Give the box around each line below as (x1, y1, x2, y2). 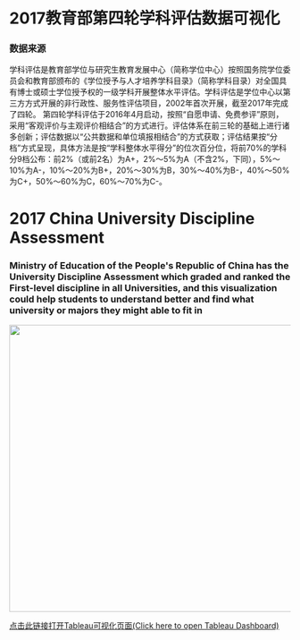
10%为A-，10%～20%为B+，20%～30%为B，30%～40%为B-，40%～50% (9, 165, 290, 175)
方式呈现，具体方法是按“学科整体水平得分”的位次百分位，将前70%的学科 (21, 142, 287, 153)
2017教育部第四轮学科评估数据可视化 (9, 8, 280, 29)
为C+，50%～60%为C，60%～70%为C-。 (9, 176, 168, 187)
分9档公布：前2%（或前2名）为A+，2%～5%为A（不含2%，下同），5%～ (9, 154, 281, 165)
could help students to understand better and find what (9, 293, 254, 305)
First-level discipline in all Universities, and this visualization (9, 281, 278, 294)
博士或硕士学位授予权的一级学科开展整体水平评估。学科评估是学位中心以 (16, 87, 283, 98)
